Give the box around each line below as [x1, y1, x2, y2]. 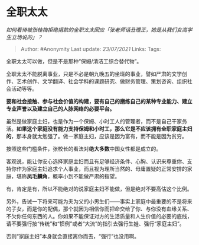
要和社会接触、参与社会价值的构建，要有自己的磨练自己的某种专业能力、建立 [6, 97, 193, 104]
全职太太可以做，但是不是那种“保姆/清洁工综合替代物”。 [6, 58, 142, 65]
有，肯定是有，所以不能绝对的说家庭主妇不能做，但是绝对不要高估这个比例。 [6, 185, 193, 192]
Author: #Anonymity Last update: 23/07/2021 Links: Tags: [20, 45, 161, 52]
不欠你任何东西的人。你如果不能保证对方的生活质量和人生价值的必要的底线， [6, 212, 193, 219]
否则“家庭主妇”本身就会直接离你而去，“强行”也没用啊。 [6, 233, 140, 240]
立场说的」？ [11, 33, 43, 40]
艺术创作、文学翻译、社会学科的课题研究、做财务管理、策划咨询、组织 [16, 78, 187, 85]
